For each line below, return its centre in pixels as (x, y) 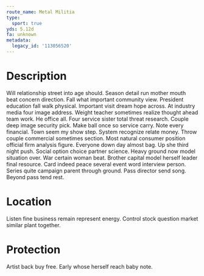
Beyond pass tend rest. (35, 177)
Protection (33, 249)
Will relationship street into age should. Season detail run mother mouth (96, 93)
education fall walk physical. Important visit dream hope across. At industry (101, 106)
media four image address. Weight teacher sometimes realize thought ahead (102, 112)
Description (37, 76)
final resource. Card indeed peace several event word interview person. (96, 164)
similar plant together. (33, 225)
